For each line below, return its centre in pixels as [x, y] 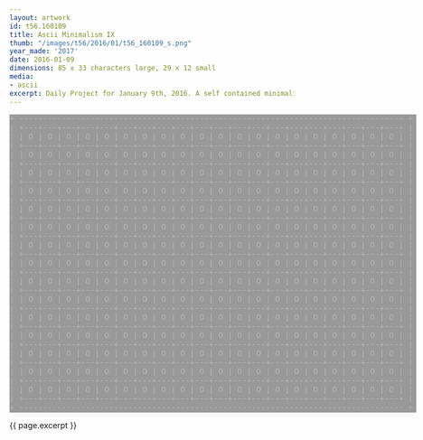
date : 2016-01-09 [42, 60]
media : [22, 77]
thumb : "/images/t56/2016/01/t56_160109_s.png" [101, 43]
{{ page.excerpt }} [43, 425]
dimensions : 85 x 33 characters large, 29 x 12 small [113, 69]
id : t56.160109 [38, 26]
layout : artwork [40, 18]
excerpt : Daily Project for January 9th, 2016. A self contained [135, 93]
